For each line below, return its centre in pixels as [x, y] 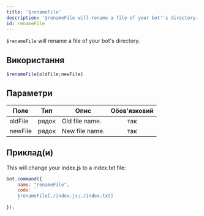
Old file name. [82, 121]
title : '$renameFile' [34, 12]
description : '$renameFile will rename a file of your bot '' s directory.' [104, 18]
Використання [36, 60]
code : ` [27, 190]
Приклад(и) [30, 153]
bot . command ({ [25, 179]
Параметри [30, 94]
